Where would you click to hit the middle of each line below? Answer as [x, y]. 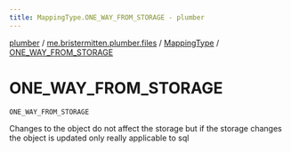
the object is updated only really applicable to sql [99, 138]
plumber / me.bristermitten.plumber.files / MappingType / [114, 43]
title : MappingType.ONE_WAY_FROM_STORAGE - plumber [107, 17]
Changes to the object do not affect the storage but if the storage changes [145, 128]
